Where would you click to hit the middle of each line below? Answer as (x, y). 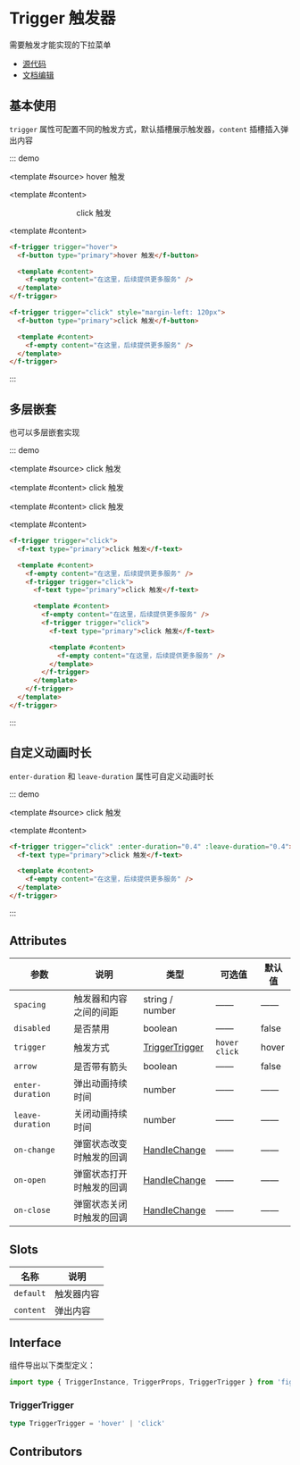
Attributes (38, 941)
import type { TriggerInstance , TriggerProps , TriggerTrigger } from (142, 1382)
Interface (35, 1342)
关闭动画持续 (100, 1113)
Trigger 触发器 (62, 18)
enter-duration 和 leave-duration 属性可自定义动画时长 (112, 776)
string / (158, 999)
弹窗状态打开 (100, 1174)
